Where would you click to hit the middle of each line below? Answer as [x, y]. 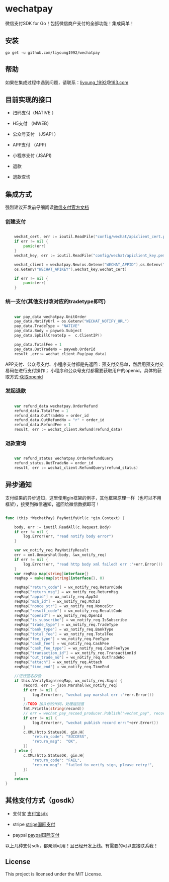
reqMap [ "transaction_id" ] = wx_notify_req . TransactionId [75, 653]
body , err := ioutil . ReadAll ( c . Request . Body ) [63, 527]
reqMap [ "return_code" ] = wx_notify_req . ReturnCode [68, 587]
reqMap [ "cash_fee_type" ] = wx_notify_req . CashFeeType [72, 648]
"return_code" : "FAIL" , [57, 760]
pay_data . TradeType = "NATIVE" [47, 326]
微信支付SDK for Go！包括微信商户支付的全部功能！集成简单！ [70, 23]
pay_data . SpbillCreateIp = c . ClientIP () [58, 336]
